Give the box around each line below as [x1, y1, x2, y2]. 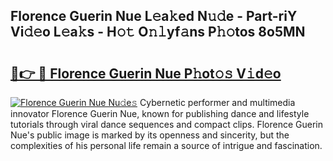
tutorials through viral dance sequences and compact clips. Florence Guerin [10, 119, 323, 130]
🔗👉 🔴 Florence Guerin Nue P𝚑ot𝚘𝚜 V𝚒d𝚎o [10, 65, 282, 82]
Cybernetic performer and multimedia [139, 97, 296, 108]
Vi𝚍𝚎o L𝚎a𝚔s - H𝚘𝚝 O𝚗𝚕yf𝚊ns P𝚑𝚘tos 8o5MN [10, 24, 306, 41]
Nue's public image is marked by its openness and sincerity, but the [10, 129, 290, 141]
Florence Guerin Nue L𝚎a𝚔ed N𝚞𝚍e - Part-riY [10, 8, 298, 25]
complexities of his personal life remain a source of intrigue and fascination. [10, 140, 323, 151]
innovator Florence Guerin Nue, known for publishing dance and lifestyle [10, 108, 310, 119]
